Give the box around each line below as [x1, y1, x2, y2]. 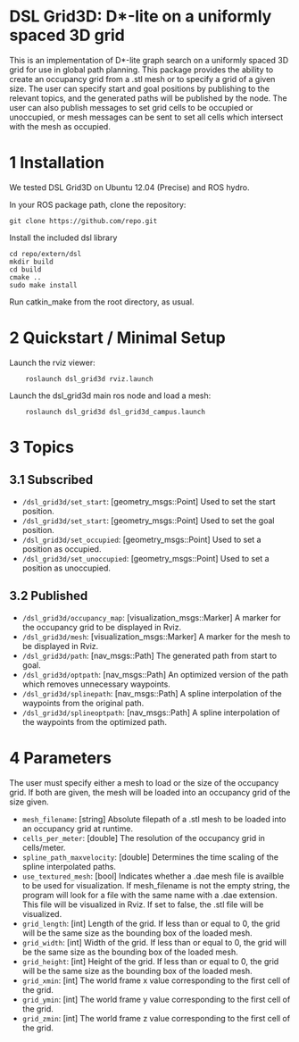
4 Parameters [9, 747, 112, 768]
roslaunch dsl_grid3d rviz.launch [25, 374, 154, 383]
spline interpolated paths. [21, 861, 116, 871]
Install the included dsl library [9, 232, 118, 243]
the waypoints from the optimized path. [21, 716, 168, 727]
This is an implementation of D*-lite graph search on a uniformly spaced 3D [9, 54, 289, 65]
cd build [9, 265, 42, 274]
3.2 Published [9, 588, 88, 604]
